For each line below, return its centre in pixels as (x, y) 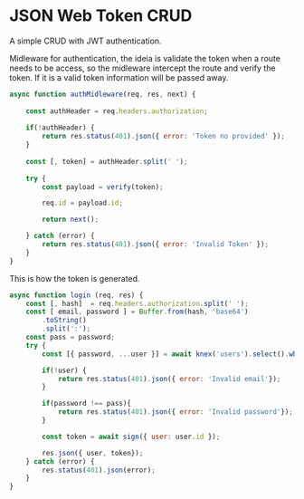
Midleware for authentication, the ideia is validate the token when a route (145, 58)
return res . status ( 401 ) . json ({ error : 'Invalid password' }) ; (176, 412)
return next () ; (71, 220)
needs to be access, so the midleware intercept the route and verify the (142, 68)
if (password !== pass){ (86, 404)
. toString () (65, 321)
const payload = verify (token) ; (103, 187)
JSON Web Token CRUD (101, 16)
